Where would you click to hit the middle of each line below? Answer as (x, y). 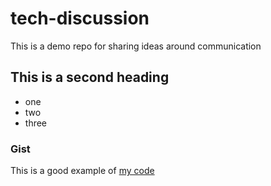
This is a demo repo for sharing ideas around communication (136, 46)
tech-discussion (80, 18)
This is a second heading (90, 77)
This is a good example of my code (82, 171)
